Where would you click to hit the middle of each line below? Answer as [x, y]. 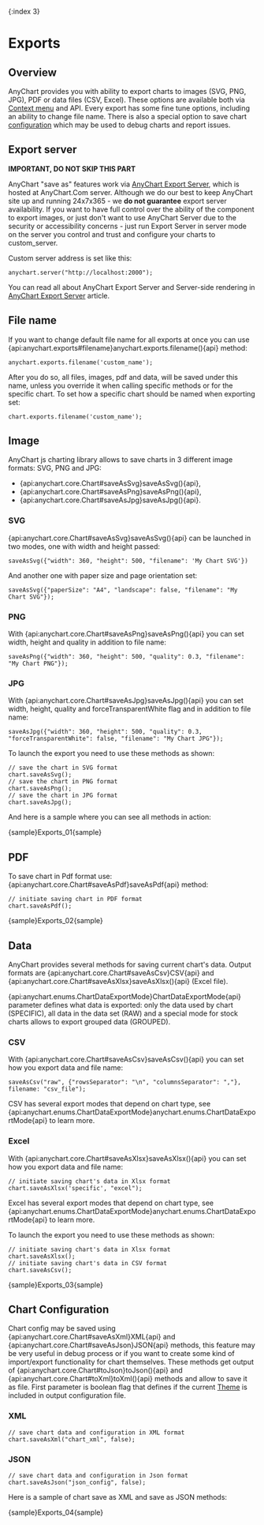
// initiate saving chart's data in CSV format [88, 1263]
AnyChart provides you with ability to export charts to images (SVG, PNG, [127, 91]
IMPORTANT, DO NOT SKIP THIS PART [72, 168]
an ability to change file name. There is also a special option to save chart [127, 116]
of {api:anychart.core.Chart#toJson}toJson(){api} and [95, 1370]
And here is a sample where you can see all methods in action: [110, 817]
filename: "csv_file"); [47, 1089]
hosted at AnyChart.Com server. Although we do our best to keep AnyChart [131, 192]
